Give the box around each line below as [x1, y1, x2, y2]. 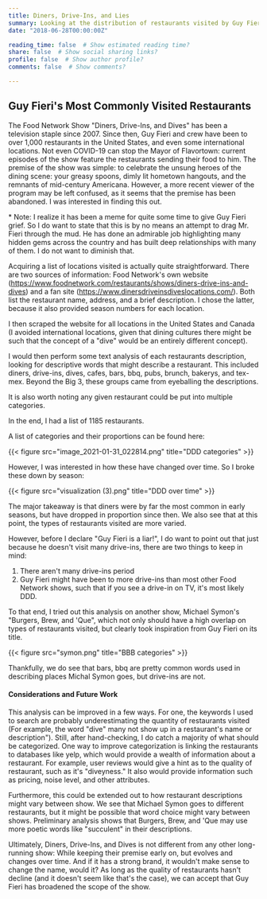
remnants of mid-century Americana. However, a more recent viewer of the [8, 180, 255, 189]
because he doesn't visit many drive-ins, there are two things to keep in [8, 542, 244, 551]
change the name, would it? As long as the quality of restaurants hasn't [8, 865, 241, 874]
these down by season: [8, 470, 85, 480]
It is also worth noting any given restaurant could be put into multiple [8, 391, 233, 402]
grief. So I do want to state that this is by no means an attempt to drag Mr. [8, 220, 249, 230]
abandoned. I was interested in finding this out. [8, 197, 163, 206]
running [8, 848, 34, 858]
